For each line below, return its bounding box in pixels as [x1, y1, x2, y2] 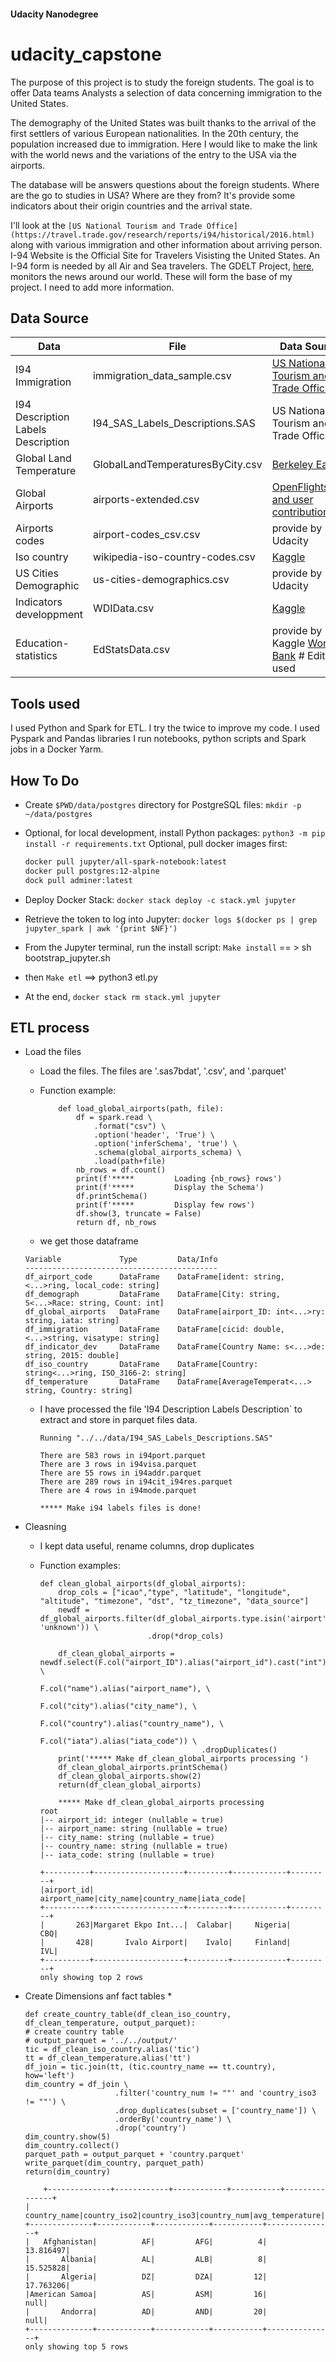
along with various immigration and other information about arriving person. [10, 238, 323, 250]
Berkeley [271, 458, 314, 472]
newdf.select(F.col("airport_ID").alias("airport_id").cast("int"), [39, 1658, 332, 1668]
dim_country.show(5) [24, 2132, 111, 2142]
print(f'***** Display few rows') [75, 1200, 256, 1210]
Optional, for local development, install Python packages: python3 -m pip [24, 826, 326, 839]
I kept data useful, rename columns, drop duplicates [39, 1540, 255, 1552]
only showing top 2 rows [39, 1973, 144, 1983]
